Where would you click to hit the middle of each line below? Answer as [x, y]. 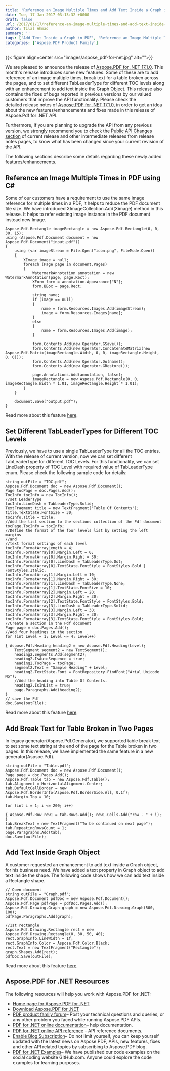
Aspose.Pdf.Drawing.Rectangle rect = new [50, 930]
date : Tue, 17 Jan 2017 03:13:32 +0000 [47, 15]
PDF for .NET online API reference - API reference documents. [77, 1031]
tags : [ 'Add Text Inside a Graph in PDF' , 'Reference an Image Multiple [83, 38]
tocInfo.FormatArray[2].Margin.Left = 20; [51, 592]
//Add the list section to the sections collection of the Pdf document [83, 522]
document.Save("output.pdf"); [46, 401]
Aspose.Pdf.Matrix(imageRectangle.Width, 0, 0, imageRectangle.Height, [82, 353]
